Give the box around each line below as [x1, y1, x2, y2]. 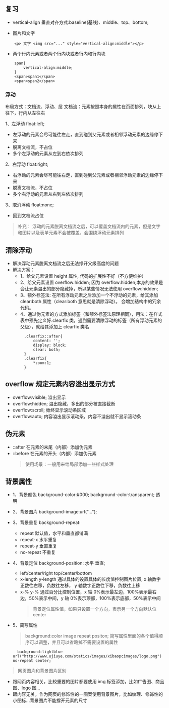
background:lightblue [17, 649, 63, 655]
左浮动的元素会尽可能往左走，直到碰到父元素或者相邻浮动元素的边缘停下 [12, 131, 163, 138]
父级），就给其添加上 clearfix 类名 [20, 323, 89, 329]
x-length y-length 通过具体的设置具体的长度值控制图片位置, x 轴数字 [20, 576, 161, 582]
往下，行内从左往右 [5, 110, 45, 116]
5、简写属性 [12, 622, 38, 628]
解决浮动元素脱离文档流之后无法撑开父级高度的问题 [12, 260, 119, 266]
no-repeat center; [12, 658, 51, 663]
